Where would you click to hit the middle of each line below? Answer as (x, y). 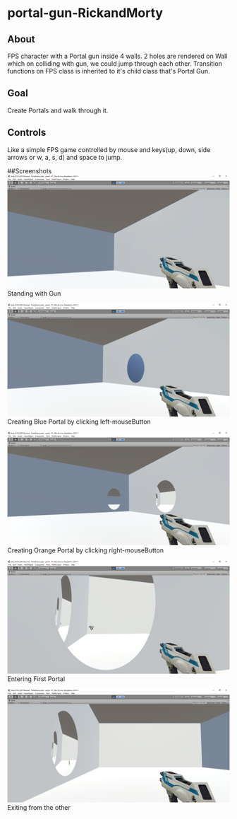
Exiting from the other (39, 808)
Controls (27, 133)
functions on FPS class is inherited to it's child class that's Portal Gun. (109, 71)
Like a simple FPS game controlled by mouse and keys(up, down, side (109, 149)
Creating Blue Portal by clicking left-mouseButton (79, 422)
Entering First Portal (36, 679)
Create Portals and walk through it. (58, 110)
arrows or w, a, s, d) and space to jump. (65, 157)
